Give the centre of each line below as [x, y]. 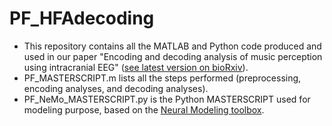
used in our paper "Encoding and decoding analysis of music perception [173, 56]
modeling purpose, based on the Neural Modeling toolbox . [144, 109]
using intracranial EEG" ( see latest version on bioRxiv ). [136, 67]
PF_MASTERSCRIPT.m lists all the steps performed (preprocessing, [162, 78]
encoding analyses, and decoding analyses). [116, 88]
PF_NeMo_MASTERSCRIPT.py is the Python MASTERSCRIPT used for [167, 99]
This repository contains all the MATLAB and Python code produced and [172, 46]
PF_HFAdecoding [82, 18]
